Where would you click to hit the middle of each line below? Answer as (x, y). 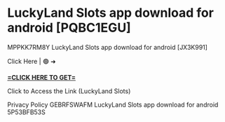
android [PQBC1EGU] (69, 28)
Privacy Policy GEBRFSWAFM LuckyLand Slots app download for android (113, 104)
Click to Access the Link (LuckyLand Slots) (69, 91)
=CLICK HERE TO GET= (41, 77)
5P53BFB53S (26, 112)
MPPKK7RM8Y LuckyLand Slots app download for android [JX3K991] (108, 47)
